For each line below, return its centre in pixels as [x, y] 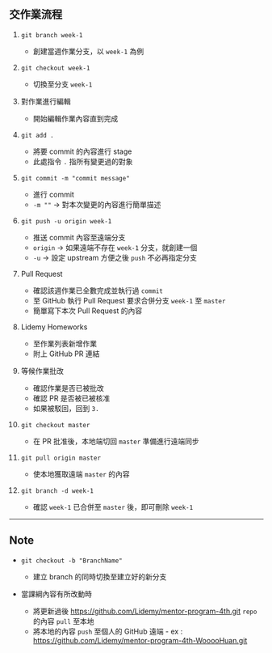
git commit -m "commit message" [75, 178]
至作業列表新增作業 [65, 343]
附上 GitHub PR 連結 [66, 354]
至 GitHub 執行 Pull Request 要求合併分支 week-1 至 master [129, 300]
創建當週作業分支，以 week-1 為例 [88, 51]
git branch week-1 [52, 35]
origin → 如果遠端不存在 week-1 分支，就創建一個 [115, 247]
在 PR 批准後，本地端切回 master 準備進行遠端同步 [116, 441]
